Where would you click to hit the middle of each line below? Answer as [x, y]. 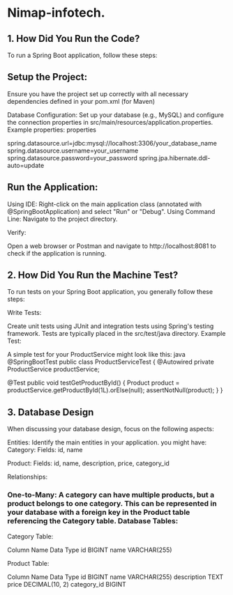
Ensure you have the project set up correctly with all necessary [98, 94]
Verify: [17, 232]
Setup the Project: [47, 77]
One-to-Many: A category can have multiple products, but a [111, 495]
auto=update [26, 165]
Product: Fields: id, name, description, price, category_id [88, 463]
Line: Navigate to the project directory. [62, 219]
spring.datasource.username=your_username [73, 150]
